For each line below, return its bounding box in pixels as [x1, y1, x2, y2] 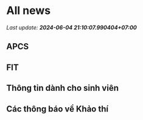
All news [6, 4, 51, 18]
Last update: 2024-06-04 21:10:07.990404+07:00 [6, 24, 137, 31]
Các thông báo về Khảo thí [6, 104, 108, 114]
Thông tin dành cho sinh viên [6, 83, 119, 93]
